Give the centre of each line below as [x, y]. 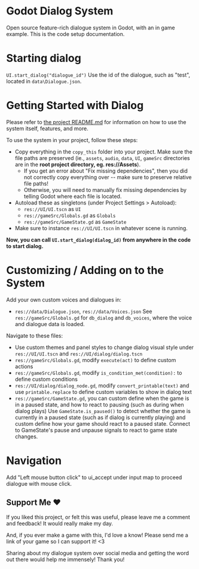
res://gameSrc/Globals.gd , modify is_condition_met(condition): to [98, 372]
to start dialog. [25, 246]
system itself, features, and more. [47, 128]
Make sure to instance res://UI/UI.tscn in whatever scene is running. [101, 228]
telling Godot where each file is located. [73, 196]
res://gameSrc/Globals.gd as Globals [70, 215]
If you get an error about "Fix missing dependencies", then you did [106, 171]
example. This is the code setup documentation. [65, 34]
